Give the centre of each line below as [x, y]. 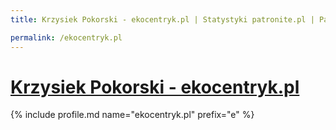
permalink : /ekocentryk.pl [66, 37]
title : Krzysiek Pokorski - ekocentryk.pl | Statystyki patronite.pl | [162, 19]
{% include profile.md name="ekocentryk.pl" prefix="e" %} [132, 115]
